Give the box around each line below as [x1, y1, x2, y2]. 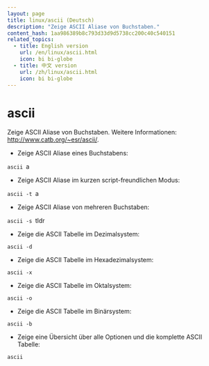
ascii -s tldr [7, 217, 45, 225]
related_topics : [7, 36, 54, 43]
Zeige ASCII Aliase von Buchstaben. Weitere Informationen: [7, 128, 177, 137]
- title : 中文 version [13, 62, 77, 69]
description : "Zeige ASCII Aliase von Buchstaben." [7, 23, 160, 30]
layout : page [7, 10, 45, 17]
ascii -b [7, 321, 33, 328]
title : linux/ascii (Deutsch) [7, 17, 95, 24]
